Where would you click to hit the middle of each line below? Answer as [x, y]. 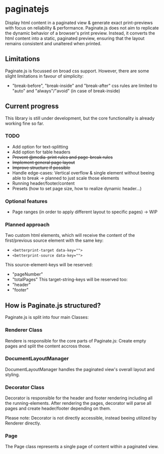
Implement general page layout [43, 162]
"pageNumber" [27, 274]
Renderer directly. [23, 423]
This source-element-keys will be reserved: [49, 265]
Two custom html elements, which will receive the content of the [70, 235]
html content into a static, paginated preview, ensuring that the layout [75, 38]
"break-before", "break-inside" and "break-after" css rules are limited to [85, 85]
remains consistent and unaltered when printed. [53, 43]
